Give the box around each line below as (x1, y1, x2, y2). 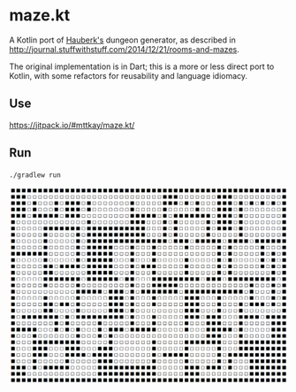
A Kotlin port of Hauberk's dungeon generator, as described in (9, 35, 236, 45)
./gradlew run (9, 170, 62, 180)
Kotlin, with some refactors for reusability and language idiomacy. (9, 70, 248, 81)
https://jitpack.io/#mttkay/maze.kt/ (9, 119, 135, 130)
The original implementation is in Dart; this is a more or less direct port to (9, 61, 275, 72)
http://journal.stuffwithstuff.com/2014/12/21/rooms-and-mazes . (9, 43, 240, 54)
